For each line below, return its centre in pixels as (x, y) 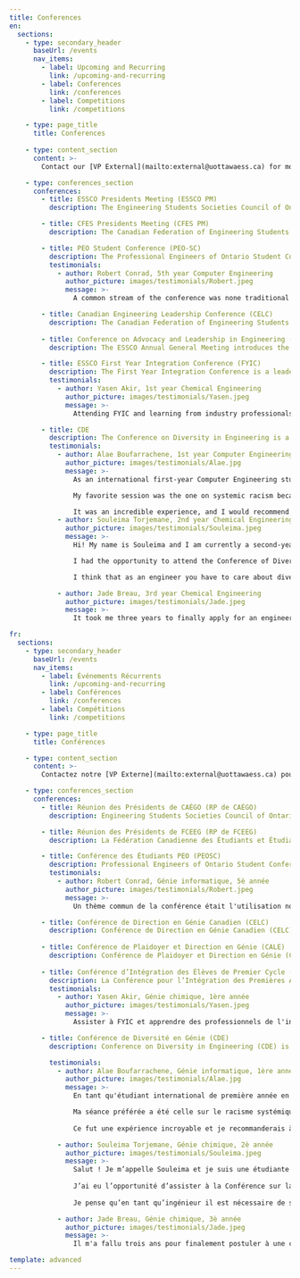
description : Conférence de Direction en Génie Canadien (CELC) (171, 930)
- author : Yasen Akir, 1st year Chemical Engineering (159, 389)
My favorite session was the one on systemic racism (173, 496)
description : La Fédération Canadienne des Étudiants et (157, 840)
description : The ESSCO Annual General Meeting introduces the (169, 348)
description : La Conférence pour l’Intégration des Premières (167, 980)
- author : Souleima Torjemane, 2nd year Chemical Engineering (175, 520)
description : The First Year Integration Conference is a (159, 372)
